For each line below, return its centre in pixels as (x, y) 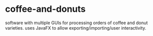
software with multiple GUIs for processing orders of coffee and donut (76, 23)
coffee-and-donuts (45, 9)
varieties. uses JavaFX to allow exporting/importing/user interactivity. (76, 28)
